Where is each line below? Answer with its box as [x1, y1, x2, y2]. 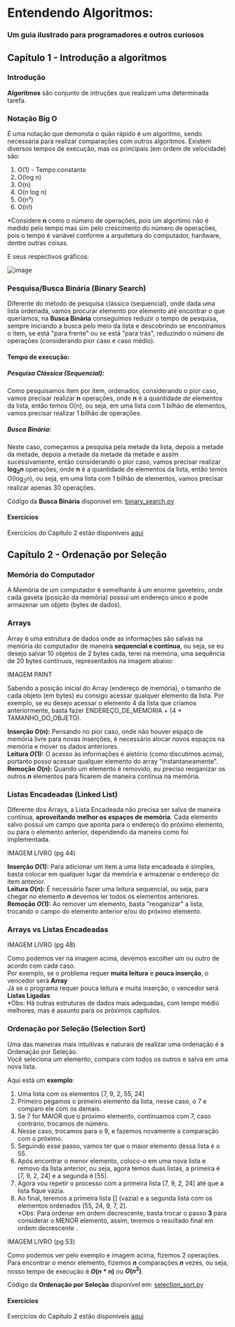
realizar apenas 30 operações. [7, 483, 96, 492]
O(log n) [17, 173, 42, 182]
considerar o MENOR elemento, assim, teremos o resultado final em [17, 1216, 214, 1225]
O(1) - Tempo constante [17, 166, 86, 174]
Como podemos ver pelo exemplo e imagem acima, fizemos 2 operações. [7, 1251, 221, 1259]
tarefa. [7, 96, 27, 105]
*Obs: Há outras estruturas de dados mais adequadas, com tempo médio [7, 999, 220, 1008]
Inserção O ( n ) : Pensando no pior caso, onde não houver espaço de [7, 727, 203, 735]
